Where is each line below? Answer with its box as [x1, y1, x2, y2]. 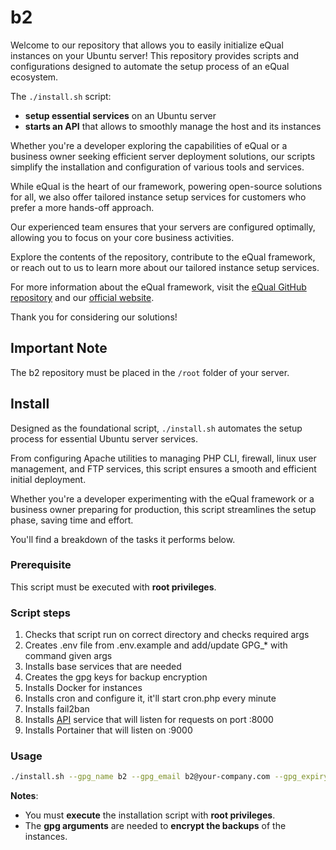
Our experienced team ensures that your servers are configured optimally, [10, 221, 316, 233]
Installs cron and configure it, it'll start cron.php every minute [24, 692, 277, 705]
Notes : [10, 790, 39, 802]
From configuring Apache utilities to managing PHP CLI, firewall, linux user [10, 452, 317, 464]
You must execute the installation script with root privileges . [24, 809, 276, 821]
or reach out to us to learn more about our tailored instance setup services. [10, 261, 320, 273]
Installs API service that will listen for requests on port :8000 [24, 714, 274, 726]
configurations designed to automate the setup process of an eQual [10, 60, 290, 72]
